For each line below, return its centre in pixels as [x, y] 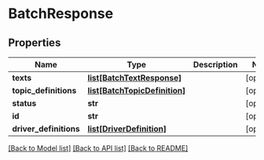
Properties [35, 43]
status [24, 103]
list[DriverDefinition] [127, 129]
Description [215, 65]
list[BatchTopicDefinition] [137, 91]
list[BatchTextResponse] [135, 78]
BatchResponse [61, 14]
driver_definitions [46, 129]
